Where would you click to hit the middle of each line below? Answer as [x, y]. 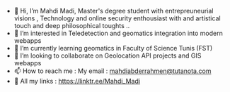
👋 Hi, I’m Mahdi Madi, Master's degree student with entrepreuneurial [114, 11]
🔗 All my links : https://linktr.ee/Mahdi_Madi [77, 81]
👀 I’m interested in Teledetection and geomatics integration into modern [118, 33]
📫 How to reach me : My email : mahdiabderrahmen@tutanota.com [113, 71]
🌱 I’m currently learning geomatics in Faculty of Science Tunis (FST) [113, 48]
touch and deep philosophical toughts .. [72, 26]
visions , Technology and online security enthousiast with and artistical [117, 18]
